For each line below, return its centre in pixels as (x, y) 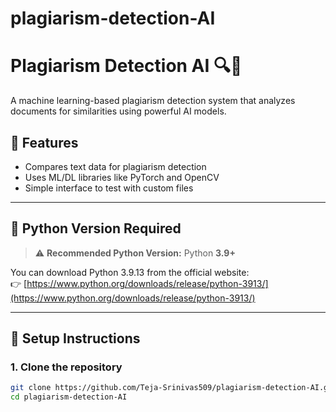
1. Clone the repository (66, 367)
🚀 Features (44, 142)
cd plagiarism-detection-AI (69, 397)
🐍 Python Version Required (96, 228)
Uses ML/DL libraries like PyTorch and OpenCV (122, 177)
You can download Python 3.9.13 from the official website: (130, 272)
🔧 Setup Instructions (75, 338)
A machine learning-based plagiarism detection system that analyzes (153, 101)
